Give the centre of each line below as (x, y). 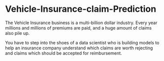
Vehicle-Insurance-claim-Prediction (81, 9)
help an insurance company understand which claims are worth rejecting (79, 48)
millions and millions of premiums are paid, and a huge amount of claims (78, 28)
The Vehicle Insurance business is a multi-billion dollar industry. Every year (81, 23)
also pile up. (17, 33)
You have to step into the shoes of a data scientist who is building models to (82, 42)
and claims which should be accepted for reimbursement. (64, 53)
